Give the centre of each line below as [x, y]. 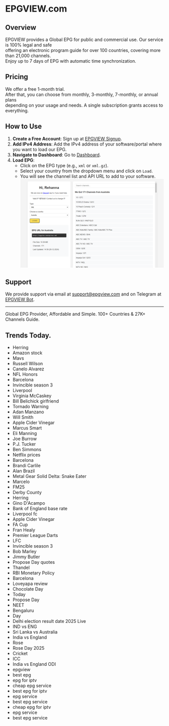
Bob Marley [24, 551]
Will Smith [23, 417]
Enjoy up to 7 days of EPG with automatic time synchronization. [71, 61]
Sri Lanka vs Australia [35, 632]
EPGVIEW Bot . [20, 300]
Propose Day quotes [34, 562]
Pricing [17, 77]
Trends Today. [28, 335]
